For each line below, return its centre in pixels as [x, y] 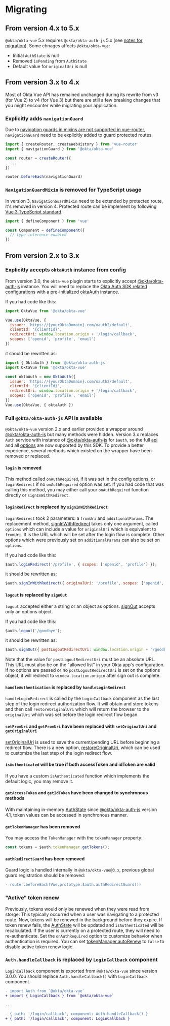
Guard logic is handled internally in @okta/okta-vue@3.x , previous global [80, 870]
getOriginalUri [21, 731]
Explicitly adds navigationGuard [44, 118]
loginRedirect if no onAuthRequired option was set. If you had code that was [85, 484]
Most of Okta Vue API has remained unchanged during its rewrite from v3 [82, 95]
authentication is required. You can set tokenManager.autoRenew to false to [85, 941]
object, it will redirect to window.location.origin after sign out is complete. [83, 676]
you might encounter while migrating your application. [61, 105]
